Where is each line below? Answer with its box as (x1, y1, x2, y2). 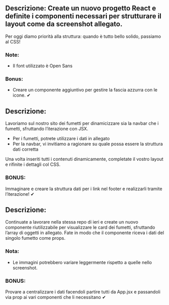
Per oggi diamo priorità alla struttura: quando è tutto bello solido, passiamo (5, 33, 161, 39)
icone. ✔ (12, 92, 31, 98)
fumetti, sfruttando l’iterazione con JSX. (5, 126, 89, 132)
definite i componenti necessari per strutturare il (5, 12, 162, 21)
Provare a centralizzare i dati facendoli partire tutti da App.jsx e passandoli (5, 288, 161, 295)
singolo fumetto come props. (5, 235, 66, 241)
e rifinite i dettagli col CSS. (5, 161, 61, 167)
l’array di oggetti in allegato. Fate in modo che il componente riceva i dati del (5, 230, 164, 236)
